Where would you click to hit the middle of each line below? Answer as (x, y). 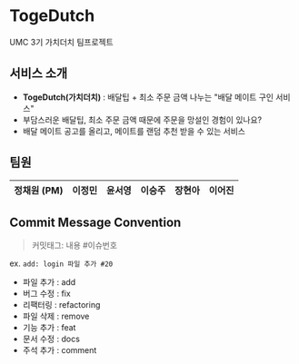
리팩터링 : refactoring (61, 305)
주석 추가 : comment (60, 350)
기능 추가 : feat (49, 328)
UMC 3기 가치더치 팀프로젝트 (61, 42)
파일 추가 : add (49, 282)
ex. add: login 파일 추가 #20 (61, 263)
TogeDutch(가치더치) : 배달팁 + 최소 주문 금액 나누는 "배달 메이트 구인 (148, 97)
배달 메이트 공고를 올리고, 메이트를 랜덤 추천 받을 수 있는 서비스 (134, 131)
